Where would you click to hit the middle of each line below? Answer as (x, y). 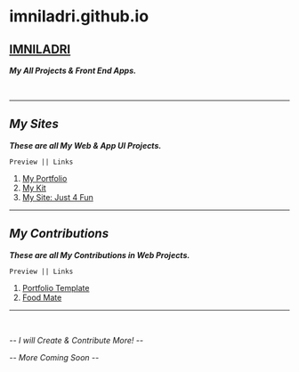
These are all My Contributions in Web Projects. (100, 255)
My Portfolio (44, 178)
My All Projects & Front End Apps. (73, 70)
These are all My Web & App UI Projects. (85, 145)
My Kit (34, 188)
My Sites (34, 124)
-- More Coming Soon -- (54, 357)
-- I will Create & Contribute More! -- (77, 340)
